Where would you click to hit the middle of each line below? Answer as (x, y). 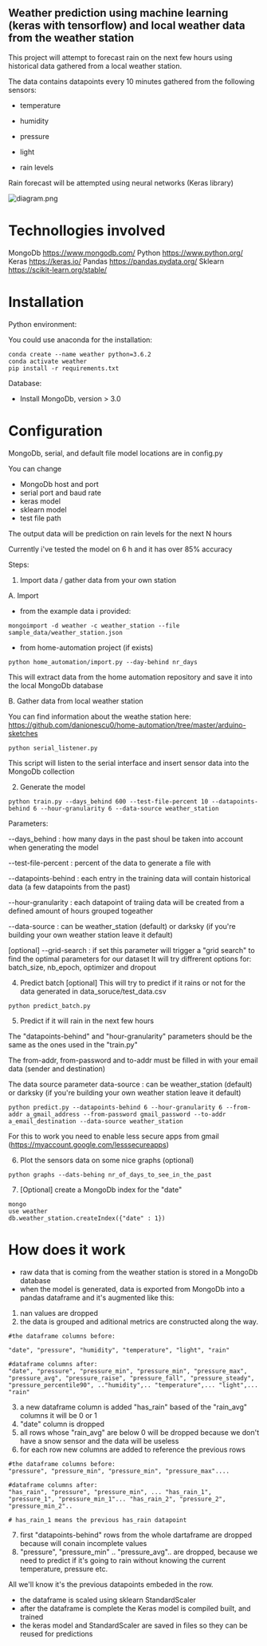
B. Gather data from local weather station (76, 701)
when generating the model (53, 847)
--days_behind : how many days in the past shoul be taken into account (126, 839)
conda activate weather (48, 361)
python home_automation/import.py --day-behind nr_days (103, 662)
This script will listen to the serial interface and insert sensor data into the (129, 763)
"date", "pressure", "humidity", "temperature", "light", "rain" (119, 1350)
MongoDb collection (41, 771)
